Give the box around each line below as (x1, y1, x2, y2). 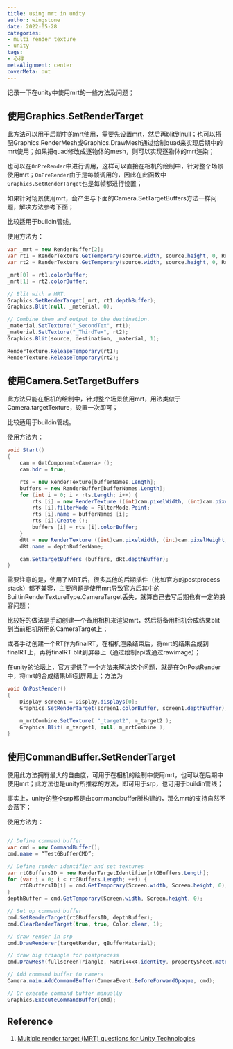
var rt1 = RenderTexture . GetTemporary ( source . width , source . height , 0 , (7, 252, 218, 260)
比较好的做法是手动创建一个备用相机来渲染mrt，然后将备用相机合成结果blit (7, 616, 221, 625)
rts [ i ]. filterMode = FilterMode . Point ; (32, 504, 150, 512)
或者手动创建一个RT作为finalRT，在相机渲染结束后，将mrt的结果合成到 (7, 639, 209, 648)
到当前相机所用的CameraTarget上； (7, 625, 109, 633)
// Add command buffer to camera (7, 971, 104, 978)
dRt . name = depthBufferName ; (19, 543, 104, 550)
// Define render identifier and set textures (7, 862, 144, 870)
